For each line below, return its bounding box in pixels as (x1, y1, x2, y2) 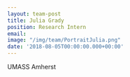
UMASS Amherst (7, 63, 56, 71)
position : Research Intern (7, 23, 86, 30)
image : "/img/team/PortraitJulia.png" (7, 37, 121, 44)
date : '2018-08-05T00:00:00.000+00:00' (7, 43, 124, 50)
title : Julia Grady (7, 17, 65, 24)
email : (7, 30, 27, 37)
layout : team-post (7, 10, 61, 18)
